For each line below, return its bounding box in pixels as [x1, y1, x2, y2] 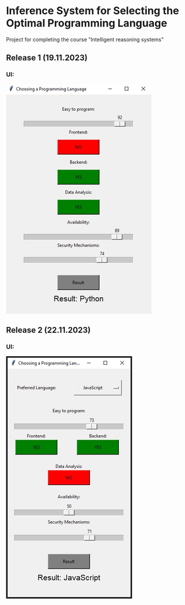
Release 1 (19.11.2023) [6, 53, 88, 63]
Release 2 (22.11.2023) [6, 325, 91, 335]
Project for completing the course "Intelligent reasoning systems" [6, 36, 164, 43]
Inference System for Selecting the [6, 4, 180, 18]
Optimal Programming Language [6, 16, 167, 30]
